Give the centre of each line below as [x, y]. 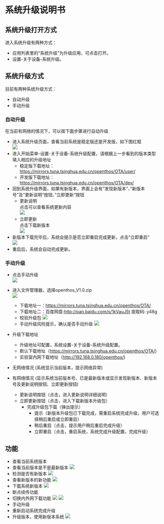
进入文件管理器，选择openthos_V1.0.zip [52, 290]
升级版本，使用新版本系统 [38, 517]
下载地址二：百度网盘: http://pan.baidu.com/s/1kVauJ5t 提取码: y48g [88, 312]
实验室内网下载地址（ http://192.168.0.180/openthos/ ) [72, 357]
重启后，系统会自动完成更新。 [42, 249]
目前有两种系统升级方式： [31, 89]
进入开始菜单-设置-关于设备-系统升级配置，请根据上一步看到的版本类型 [84, 154]
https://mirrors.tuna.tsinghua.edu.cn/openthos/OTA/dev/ [77, 183]
